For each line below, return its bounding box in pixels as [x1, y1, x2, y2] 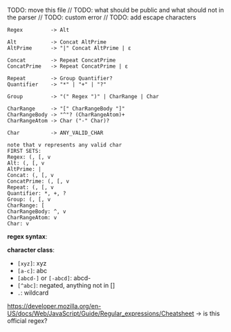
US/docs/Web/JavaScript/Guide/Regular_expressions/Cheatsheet [7, 309, 194, 317]
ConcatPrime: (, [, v [7, 178, 70, 185]
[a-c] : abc [17, 266, 47, 275]
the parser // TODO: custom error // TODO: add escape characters [7, 13, 196, 21]
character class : [7, 246, 55, 254]
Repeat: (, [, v [7, 184, 54, 191]
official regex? [7, 317, 48, 324]
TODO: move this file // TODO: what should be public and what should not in [7, 6, 224, 14]
